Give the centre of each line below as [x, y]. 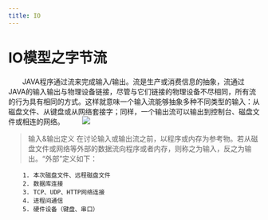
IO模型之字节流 [58, 58]
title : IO [25, 16]
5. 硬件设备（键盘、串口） [61, 209]
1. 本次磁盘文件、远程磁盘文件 [67, 175]
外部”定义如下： [71, 158]
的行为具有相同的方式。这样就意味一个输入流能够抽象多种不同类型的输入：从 [134, 102]
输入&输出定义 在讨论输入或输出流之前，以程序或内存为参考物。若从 [139, 138]
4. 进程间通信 [43, 201]
